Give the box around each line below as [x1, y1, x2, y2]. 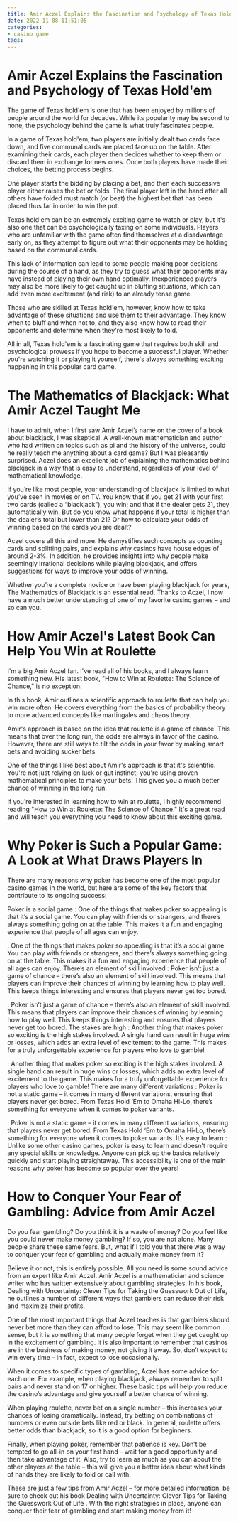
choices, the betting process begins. [7, 165, 114, 174]
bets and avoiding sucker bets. [7, 747, 97, 756]
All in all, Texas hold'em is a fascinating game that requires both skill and [7, 340, 219, 348]
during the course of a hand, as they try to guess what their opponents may [7, 267, 228, 276]
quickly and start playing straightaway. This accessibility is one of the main [7, 1156, 226, 1164]
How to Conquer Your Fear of [7, 1189, 182, 1205]
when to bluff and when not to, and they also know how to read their [7, 318, 207, 327]
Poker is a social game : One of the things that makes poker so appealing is [7, 904, 227, 913]
